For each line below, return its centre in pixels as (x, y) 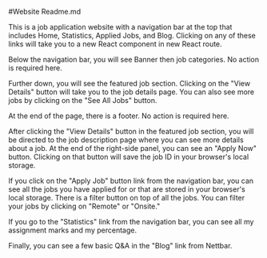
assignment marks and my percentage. (73, 230)
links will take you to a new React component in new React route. (115, 44)
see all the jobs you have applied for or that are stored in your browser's (127, 189)
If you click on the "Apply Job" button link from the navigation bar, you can (131, 181)
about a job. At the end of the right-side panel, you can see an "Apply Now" (133, 148)
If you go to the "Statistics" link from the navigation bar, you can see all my (131, 222)
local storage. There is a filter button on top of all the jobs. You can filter (127, 198)
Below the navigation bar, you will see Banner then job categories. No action (134, 60)
